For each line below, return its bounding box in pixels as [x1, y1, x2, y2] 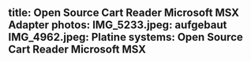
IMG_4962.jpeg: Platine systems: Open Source [8, 30, 243, 44]
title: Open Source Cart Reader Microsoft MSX [8, 6, 239, 20]
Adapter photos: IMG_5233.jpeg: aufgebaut [8, 19, 227, 32]
